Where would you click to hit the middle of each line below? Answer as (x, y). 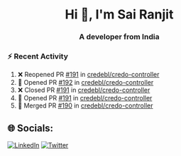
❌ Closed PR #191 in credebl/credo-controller (84, 90)
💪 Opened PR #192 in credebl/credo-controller (86, 83)
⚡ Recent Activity (38, 56)
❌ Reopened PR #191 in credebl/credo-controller (88, 75)
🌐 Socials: (31, 128)
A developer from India (119, 37)
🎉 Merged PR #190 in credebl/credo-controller (85, 105)
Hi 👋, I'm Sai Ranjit (119, 15)
